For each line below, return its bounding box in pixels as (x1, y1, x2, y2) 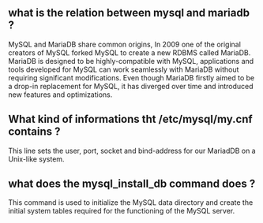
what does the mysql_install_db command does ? (8, 177, 256, 191)
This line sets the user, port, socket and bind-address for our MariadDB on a (8, 146, 256, 155)
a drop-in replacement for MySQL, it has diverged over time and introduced (8, 81, 254, 91)
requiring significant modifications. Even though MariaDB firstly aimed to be (8, 72, 255, 82)
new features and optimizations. (8, 90, 113, 99)
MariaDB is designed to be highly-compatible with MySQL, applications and (8, 56, 254, 65)
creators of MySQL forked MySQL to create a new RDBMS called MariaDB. (8, 47, 251, 58)
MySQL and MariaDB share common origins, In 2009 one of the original (8, 39, 241, 49)
